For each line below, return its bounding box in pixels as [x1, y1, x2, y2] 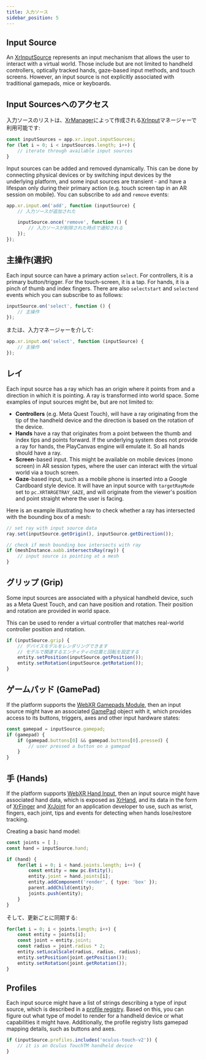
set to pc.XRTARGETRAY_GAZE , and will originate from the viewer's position [15, 488, 197, 496]
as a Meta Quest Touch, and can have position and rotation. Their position [6, 601, 193, 608]
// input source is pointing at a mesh [17, 553, 120, 559]
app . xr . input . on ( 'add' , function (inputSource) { [6, 202, 136, 209]
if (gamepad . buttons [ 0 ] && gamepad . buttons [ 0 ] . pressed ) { [17, 737, 169, 743]
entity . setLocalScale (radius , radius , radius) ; [17, 949, 141, 955]
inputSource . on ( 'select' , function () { [6, 303, 112, 309]
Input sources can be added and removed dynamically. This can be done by [6, 164, 198, 172]
